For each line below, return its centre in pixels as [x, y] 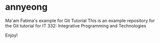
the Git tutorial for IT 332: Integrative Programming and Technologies [76, 25]
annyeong [26, 7]
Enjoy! [12, 35]
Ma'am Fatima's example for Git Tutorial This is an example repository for [80, 21]
